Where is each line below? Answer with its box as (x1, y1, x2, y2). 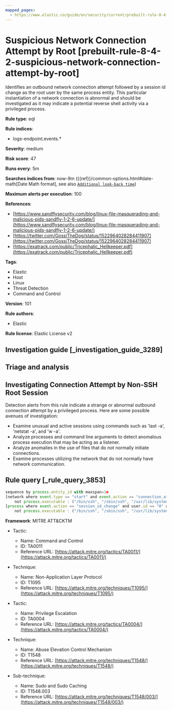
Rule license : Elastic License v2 (5, 331, 73, 337)
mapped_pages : (5, 7, 36, 13)
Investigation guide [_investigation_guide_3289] (5, 345, 163, 354)
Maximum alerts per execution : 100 (5, 191, 82, 197)
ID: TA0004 (20, 616, 45, 622)
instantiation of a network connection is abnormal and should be (5, 95, 141, 101)
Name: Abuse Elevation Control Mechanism (20, 646, 112, 653)
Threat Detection (12, 285, 49, 292)
